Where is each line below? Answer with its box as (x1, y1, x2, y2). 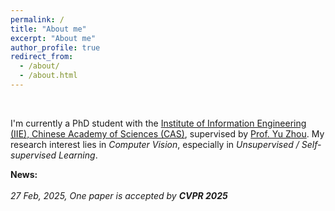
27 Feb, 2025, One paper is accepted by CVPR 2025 (10, 189, 228, 201)
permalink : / (10, 14, 65, 25)
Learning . (58, 149, 98, 161)
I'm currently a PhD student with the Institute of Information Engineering (10, 117, 307, 129)
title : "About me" (10, 24, 87, 34)
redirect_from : (10, 52, 74, 62)
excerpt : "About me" (10, 33, 97, 43)
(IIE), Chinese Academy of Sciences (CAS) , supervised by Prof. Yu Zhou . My (10, 127, 325, 140)
